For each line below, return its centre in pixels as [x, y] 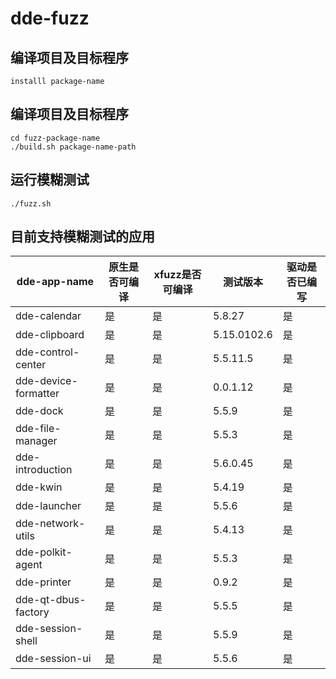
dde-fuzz [50, 18]
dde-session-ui [53, 659]
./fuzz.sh [31, 203]
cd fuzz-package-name [55, 138]
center [31, 365]
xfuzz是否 [177, 275]
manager [36, 441]
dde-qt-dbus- [51, 600]
